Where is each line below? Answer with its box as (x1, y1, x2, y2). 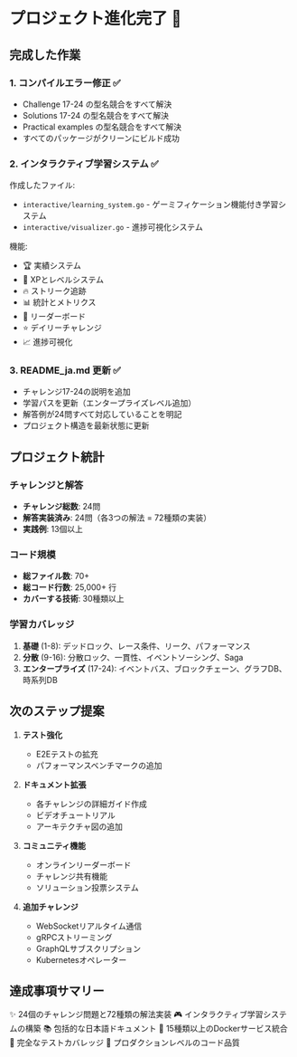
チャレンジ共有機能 (35, 871, 108, 881)
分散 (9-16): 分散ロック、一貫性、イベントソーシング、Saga (22, 652, 244, 662)
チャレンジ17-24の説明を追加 (22, 386, 131, 397)
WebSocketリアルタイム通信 (35, 920, 143, 931)
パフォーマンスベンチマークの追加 (35, 759, 162, 770)
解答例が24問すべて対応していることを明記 (22, 409, 182, 420)
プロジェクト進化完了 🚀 (9, 8, 182, 29)
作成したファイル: (9, 180, 76, 191)
